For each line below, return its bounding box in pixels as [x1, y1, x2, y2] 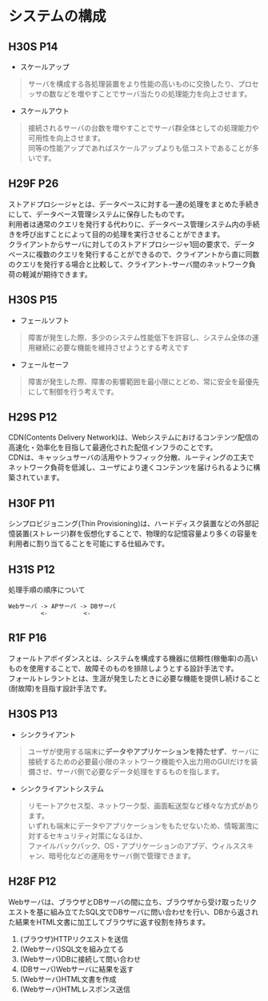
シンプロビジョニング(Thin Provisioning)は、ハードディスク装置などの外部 [8, 519, 252, 529]
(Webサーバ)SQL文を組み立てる [19, 944, 125, 954]
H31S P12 [8, 562, 55, 576]
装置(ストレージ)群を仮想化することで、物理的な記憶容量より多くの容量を [14, 529, 258, 538]
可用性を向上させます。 [27, 133, 106, 143]
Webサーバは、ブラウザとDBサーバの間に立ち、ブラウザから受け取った [8, 897, 243, 906]
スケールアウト [19, 106, 70, 115]
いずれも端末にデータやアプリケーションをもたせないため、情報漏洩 [27, 821, 253, 830]
